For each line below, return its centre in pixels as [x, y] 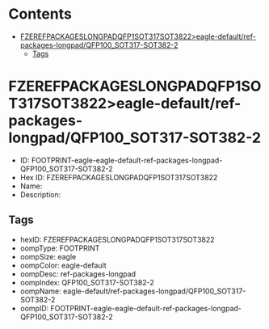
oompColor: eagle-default [63, 265]
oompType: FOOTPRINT [60, 248]
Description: [40, 194]
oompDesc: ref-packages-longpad [78, 274]
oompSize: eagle [48, 256]
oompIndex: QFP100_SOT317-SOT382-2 [87, 282]
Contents [40, 14]
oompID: [34, 308]
